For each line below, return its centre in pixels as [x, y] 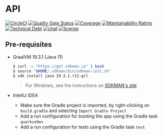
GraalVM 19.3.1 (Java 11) [38, 57]
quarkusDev [32, 122]
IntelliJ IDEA [25, 96]
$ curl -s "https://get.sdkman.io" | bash [58, 66]
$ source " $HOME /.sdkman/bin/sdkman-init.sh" [62, 71]
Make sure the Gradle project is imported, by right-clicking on [85, 105]
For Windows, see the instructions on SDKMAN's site [81, 85]
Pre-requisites [29, 45]
